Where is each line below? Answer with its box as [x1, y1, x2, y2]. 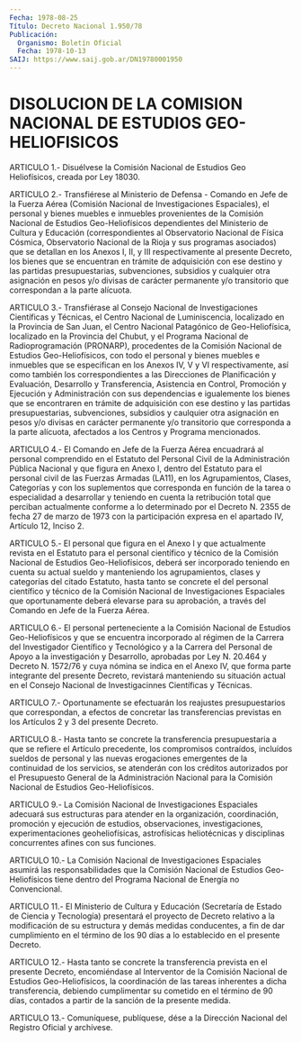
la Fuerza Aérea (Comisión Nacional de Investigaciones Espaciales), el [9, 198, 270, 209]
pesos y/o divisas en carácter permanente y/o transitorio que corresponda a [9, 416, 292, 428]
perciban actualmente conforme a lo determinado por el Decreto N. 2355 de [9, 501, 291, 512]
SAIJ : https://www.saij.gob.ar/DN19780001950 [9, 55, 182, 64]
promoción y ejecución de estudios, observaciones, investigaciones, [9, 818, 263, 829]
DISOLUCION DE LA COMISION [9, 94, 243, 114]
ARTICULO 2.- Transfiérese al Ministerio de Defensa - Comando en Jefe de [9, 188, 288, 199]
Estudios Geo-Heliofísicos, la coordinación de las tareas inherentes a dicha [9, 975, 288, 986]
